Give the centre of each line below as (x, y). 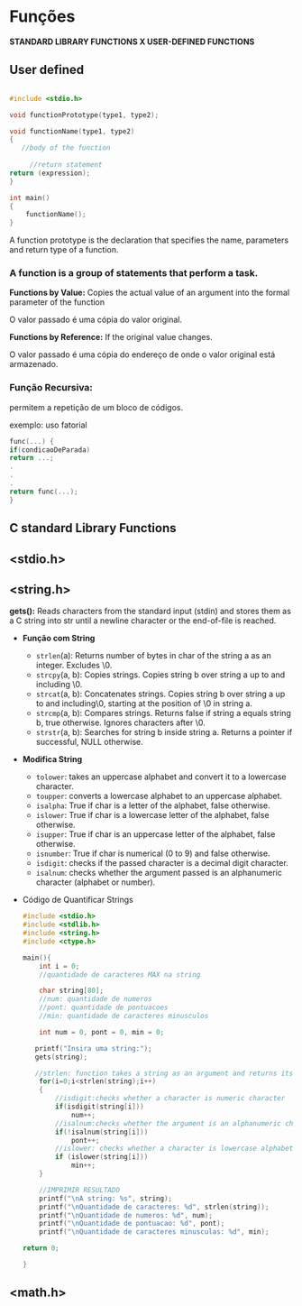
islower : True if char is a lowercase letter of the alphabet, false (152, 815)
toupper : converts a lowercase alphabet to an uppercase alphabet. (159, 796)
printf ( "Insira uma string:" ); (93, 1048)
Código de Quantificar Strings (78, 900)
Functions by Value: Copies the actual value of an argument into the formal (150, 293)
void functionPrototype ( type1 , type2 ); (84, 115)
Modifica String (52, 759)
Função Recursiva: (51, 388)
